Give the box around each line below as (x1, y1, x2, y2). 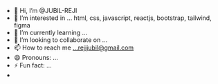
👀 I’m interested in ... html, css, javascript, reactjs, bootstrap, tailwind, (13, 14, 212, 22)
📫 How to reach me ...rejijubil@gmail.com (13, 43, 134, 52)
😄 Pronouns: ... (13, 54, 59, 61)
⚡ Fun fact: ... (13, 61, 52, 69)
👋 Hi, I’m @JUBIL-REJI (13, 7, 78, 14)
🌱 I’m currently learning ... (13, 28, 88, 36)
